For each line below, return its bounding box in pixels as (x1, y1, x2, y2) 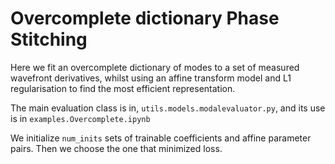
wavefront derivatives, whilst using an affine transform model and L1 (10, 72, 292, 84)
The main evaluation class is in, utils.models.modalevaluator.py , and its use (10, 102, 326, 114)
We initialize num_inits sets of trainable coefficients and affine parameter (10, 132, 312, 144)
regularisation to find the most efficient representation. (10, 82, 236, 94)
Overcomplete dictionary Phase (10, 7, 280, 30)
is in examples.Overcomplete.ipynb (10, 112, 151, 124)
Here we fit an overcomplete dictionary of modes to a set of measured (10, 61, 300, 73)
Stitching (10, 28, 88, 51)
